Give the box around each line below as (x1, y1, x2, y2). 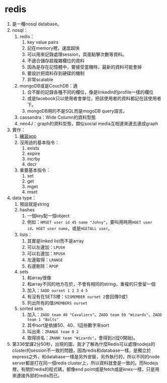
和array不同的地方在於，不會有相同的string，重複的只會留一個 (27, 281, 156, 287)
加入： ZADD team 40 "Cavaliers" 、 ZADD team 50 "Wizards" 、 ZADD (27, 311, 162, 318)
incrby (27, 156, 41, 162)
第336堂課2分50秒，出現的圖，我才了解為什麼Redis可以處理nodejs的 (12, 341, 155, 347)
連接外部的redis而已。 (16, 372, 62, 378)
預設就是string (19, 201, 50, 207)
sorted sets (19, 305, 43, 312)
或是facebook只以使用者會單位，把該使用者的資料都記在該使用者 (27, 95, 161, 101)
